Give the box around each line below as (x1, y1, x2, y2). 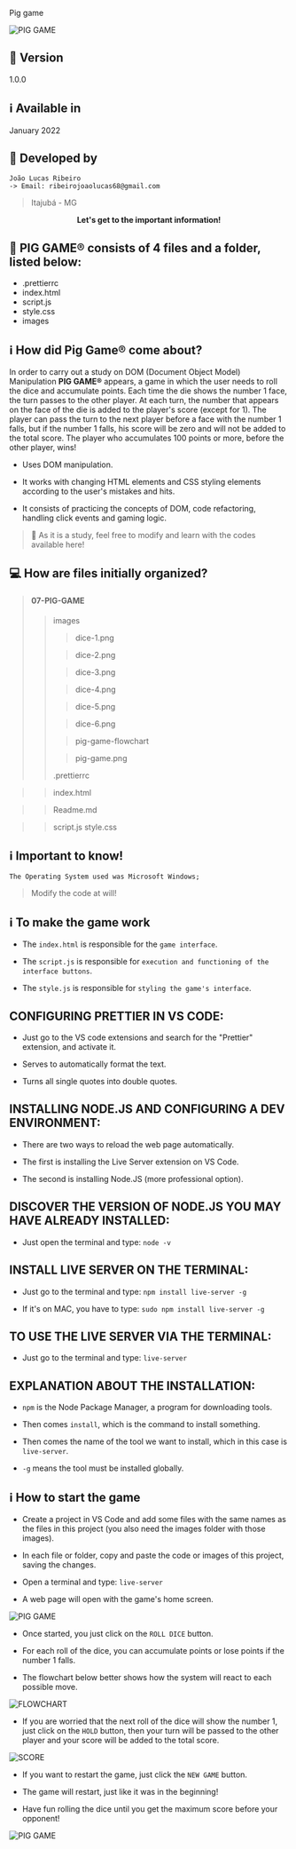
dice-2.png (74, 649, 116, 660)
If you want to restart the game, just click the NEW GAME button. (21, 1769, 248, 1780)
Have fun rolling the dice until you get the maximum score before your (21, 1803, 278, 1814)
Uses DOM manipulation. (21, 459, 113, 470)
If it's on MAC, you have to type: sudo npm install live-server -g (21, 1303, 265, 1313)
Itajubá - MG (30, 197, 77, 208)
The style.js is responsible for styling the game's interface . (21, 983, 252, 994)
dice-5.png (74, 701, 116, 711)
